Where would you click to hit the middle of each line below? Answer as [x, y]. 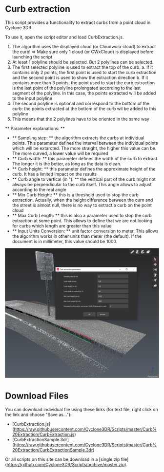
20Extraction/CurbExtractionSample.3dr [52, 450]
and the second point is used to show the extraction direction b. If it [80, 77]
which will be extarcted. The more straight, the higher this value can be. [84, 148]
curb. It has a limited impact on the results [54, 174]
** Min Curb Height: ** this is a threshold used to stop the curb [75, 195]
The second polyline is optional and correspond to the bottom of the [81, 103]
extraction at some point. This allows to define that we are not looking [82, 221]
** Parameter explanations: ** [35, 128]
